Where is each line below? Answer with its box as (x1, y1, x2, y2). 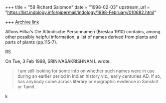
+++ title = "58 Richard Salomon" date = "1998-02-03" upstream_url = (5, 4, 151, 10)
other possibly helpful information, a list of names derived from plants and (5, 34, 157, 40)
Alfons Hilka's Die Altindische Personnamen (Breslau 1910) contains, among (5, 29, 161, 34)
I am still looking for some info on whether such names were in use (17, 68, 155, 74)
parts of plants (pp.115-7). (5, 39, 58, 45)
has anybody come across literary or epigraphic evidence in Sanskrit (17, 79, 159, 84)
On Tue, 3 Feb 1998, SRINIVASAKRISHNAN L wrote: (5, 58, 111, 64)
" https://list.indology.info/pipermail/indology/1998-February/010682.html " (5, 9, 157, 15)
